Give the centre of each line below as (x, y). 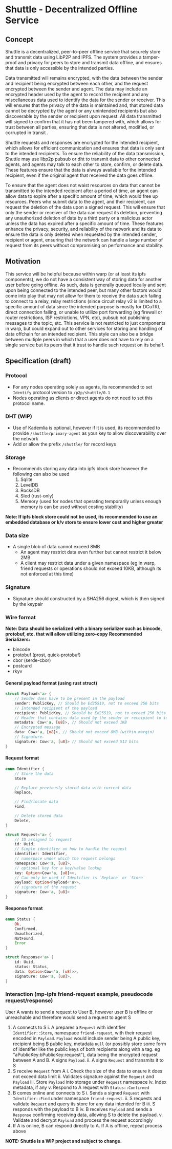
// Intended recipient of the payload (56, 708)
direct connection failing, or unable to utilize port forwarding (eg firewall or (84, 312)
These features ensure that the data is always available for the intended (81, 170)
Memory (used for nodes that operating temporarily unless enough (91, 502)
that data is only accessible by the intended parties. (60, 68)
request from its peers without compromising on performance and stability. (84, 245)
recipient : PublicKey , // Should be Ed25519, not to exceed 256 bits (90, 713)
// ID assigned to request (43, 839)
